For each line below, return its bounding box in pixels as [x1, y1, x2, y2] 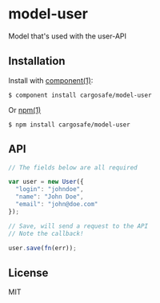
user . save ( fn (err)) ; [8, 244, 78, 252]
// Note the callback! [8, 229, 84, 237]
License [8, 265, 49, 280]
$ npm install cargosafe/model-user [8, 121, 130, 129]
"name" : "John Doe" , [15, 193, 84, 201]
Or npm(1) [8, 105, 42, 114]
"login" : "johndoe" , [15, 185, 84, 193]
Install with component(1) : [8, 75, 94, 85]
